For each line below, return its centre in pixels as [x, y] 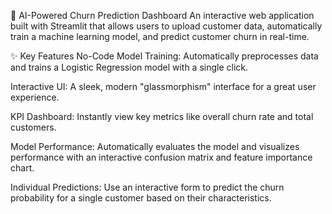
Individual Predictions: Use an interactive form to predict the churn [147, 187]
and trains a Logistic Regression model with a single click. [129, 67]
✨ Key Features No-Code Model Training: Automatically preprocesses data [164, 56]
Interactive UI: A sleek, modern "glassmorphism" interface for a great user [163, 86]
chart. [22, 168]
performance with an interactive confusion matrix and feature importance [161, 157]
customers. [33, 127]
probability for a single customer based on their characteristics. [141, 198]
